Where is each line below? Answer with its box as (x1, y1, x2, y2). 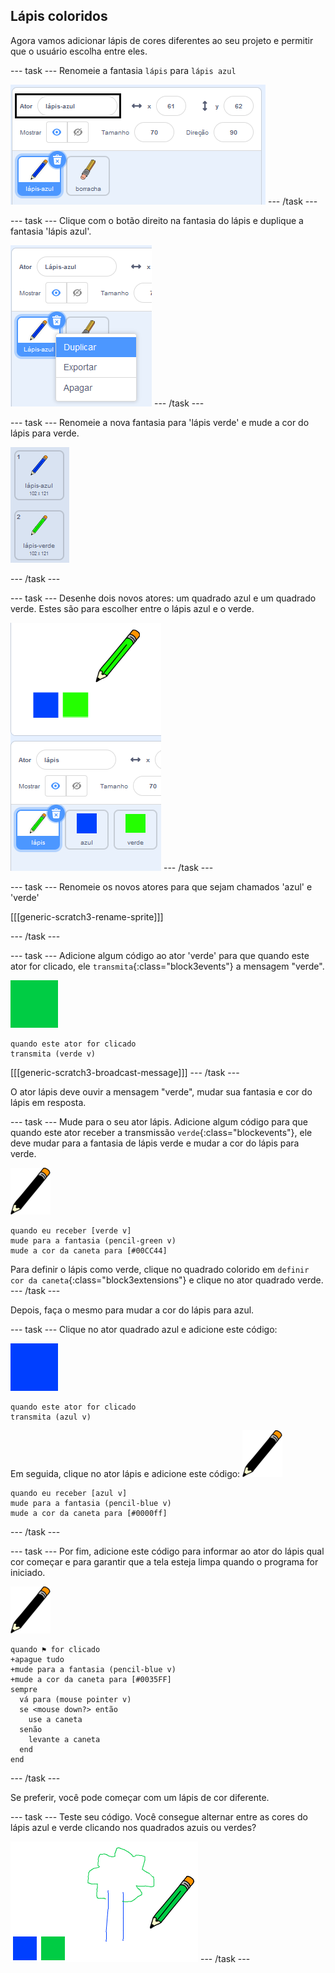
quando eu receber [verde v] (10, 1225, 132, 1236)
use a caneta (28, 1714, 83, 1724)
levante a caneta (28, 1734, 101, 1744)
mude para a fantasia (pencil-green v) (10, 1235, 177, 1246)
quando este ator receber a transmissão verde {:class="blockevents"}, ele (10, 1126, 313, 1138)
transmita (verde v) (10, 1049, 97, 1059)
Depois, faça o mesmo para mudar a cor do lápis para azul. (10, 1304, 255, 1316)
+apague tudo (10, 1654, 65, 1664)
